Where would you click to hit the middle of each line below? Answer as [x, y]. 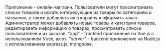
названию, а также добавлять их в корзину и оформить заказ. [72, 18]
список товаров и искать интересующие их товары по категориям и [78, 12]
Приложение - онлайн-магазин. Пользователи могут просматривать [79, 7]
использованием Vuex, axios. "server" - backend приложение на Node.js [83, 39]
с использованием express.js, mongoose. [49, 44]
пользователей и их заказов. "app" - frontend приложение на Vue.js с [80, 33]
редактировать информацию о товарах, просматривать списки [73, 28]
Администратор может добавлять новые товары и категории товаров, [81, 23]
